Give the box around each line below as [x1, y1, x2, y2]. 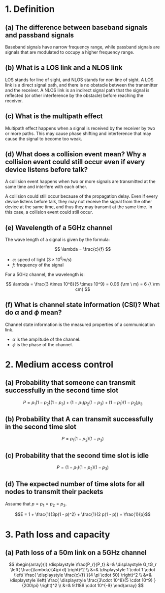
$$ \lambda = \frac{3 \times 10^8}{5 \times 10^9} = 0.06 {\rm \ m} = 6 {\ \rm [5, 281, 160, 287]
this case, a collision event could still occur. [5, 209, 94, 215]
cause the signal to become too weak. [5, 136, 83, 141]
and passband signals [5, 31, 74, 39]
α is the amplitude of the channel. [12, 336, 81, 342]
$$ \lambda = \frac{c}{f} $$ [54, 246, 111, 252]
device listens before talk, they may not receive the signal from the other [5, 199, 152, 205]
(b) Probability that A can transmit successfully [5, 414, 154, 423]
